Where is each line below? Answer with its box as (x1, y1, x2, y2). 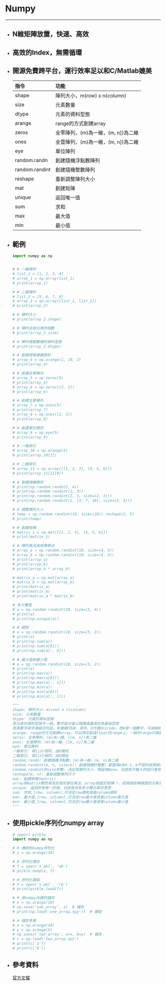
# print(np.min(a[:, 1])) (12, 694, 66, 699)
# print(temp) (12, 516, 41, 521)
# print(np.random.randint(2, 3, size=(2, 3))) (12, 494, 112, 499)
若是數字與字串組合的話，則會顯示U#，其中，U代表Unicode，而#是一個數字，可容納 (12, 726, 158, 730)
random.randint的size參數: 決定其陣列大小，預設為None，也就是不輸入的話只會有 (12, 767, 162, 772)
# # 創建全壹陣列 (12, 398, 43, 403)
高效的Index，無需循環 (12, 48, 83, 57)
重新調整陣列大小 (55, 175, 95, 182)
